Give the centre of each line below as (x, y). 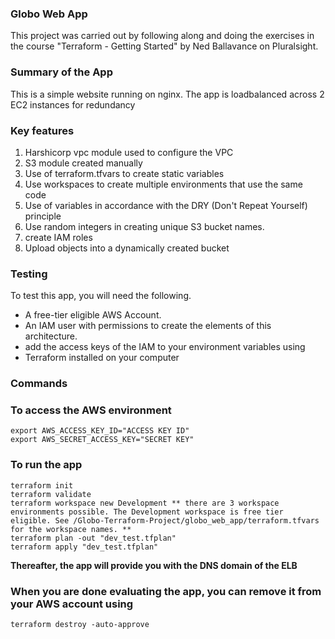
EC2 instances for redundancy (73, 104)
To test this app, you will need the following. (101, 296)
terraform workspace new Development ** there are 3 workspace (145, 503)
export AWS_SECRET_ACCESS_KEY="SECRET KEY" (102, 440)
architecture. (51, 336)
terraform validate (51, 494)
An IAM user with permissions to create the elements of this (148, 326)
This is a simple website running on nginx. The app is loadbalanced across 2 (167, 94)
